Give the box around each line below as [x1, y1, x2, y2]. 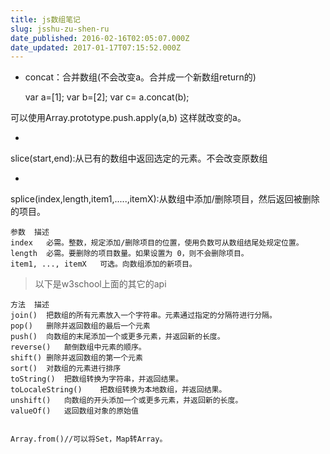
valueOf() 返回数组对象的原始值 [10, 406, 139, 416]
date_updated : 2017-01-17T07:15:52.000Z [10, 42, 182, 53]
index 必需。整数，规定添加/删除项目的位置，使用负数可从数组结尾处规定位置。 [10, 238, 304, 248]
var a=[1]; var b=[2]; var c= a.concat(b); [24, 91, 190, 103]
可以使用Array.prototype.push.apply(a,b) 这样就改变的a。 [10, 112, 247, 124]
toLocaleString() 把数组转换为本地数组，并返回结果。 [10, 385, 227, 395]
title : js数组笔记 [10, 14, 82, 25]
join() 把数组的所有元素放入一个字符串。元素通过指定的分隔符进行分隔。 [10, 311, 277, 321]
